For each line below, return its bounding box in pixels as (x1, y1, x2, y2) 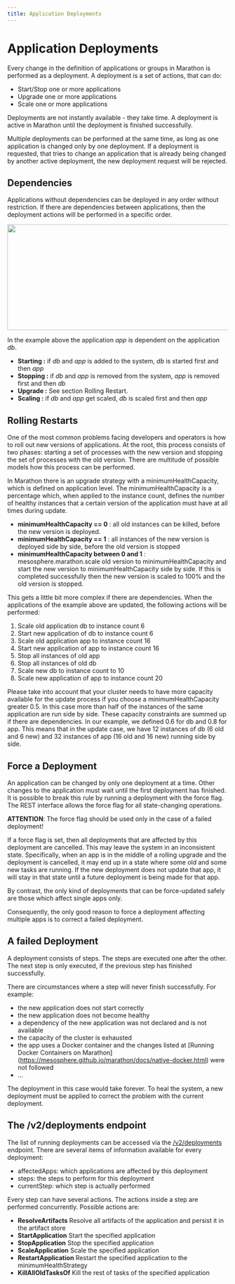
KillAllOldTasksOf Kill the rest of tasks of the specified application (17, 1268, 210, 1277)
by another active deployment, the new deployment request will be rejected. (7, 156, 228, 165)
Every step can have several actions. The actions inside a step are (7, 1195, 199, 1203)
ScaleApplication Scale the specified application (17, 1246, 160, 1255)
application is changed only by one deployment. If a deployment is (7, 142, 199, 150)
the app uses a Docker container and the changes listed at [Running (17, 1041, 215, 1049)
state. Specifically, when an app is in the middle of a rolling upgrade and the (7, 850, 227, 859)
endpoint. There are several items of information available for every (7, 1145, 202, 1154)
